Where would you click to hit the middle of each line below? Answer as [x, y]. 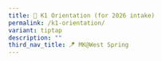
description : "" [35, 38]
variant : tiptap [35, 30]
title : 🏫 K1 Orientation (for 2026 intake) [82, 15]
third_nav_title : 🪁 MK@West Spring [69, 45]
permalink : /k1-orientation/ [57, 23]
